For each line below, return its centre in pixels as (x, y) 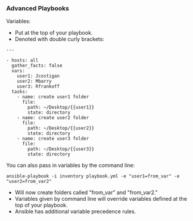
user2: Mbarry (34, 82)
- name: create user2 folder (53, 118)
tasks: (20, 92)
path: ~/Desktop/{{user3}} (61, 149)
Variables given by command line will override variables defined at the (101, 199)
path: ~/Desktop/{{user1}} (61, 108)
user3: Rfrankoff (38, 87)
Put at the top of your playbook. (54, 33)
